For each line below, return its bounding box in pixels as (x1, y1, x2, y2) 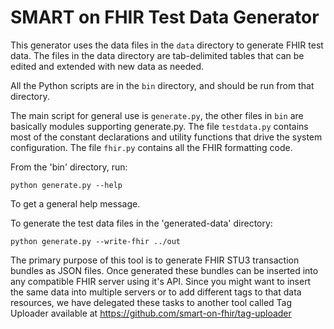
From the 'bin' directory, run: (10, 161, 128, 173)
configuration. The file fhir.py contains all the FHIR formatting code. (10, 141, 293, 153)
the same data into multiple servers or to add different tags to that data (10, 286, 302, 298)
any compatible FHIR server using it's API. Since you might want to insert (10, 275, 312, 287)
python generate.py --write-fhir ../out (10, 236, 182, 246)
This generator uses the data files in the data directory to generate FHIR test (10, 39, 324, 51)
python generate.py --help (10, 180, 123, 190)
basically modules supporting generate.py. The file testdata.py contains (10, 120, 309, 132)
